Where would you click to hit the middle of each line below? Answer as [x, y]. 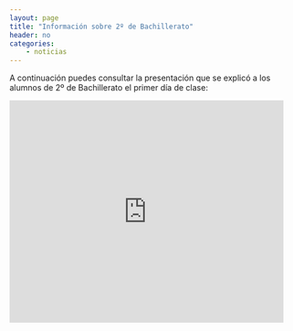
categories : [32, 43]
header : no [30, 35]
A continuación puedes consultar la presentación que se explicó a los [140, 78]
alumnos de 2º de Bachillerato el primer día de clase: [109, 88]
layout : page [34, 18]
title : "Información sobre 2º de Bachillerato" [102, 27]
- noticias [47, 52]
